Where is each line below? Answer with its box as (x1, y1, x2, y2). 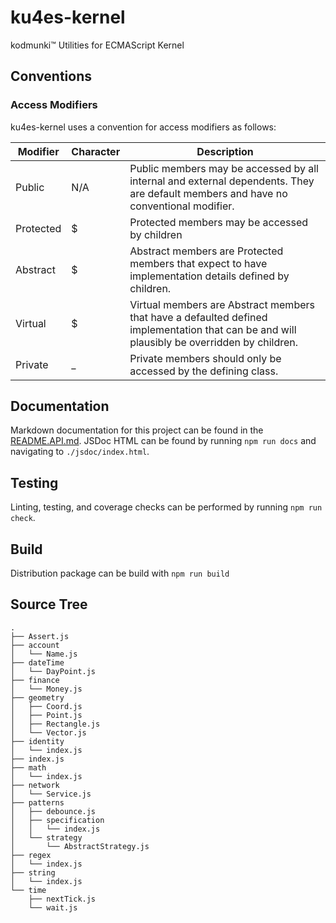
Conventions (10, 68, 93, 85)
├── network (10, 780, 60, 790)
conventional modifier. (129, 199, 235, 213)
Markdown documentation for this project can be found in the (10, 424, 264, 436)
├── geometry (10, 692, 65, 703)
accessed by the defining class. (129, 364, 279, 378)
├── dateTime (10, 657, 65, 668)
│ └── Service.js (10, 789, 92, 799)
